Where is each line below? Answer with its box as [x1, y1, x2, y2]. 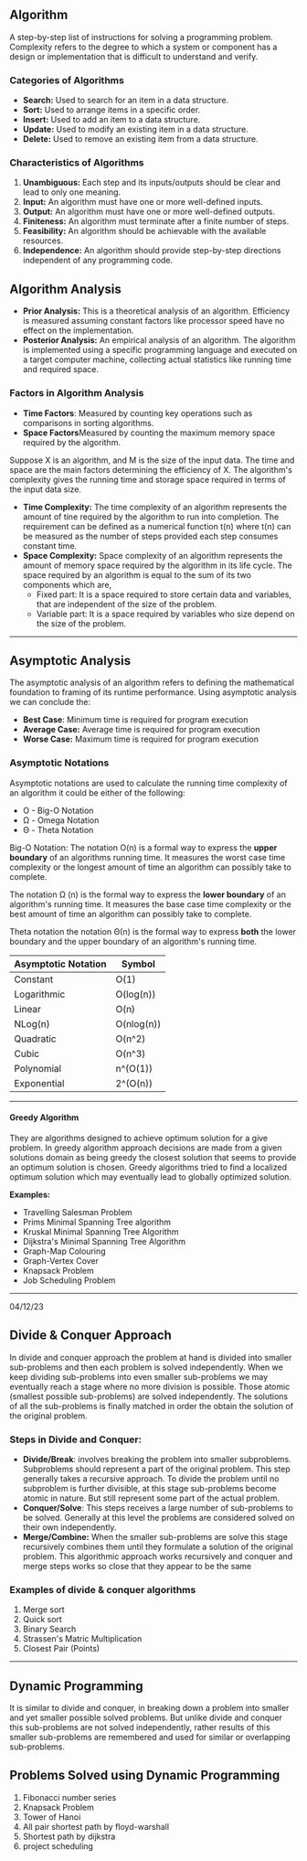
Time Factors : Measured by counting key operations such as [22, 407, 253, 419]
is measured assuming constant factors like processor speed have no [22, 316, 285, 326]
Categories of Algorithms [9, 73, 125, 86]
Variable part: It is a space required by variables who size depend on [36, 608, 295, 619]
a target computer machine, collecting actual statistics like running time [22, 354, 292, 365]
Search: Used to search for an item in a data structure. [22, 95, 229, 106]
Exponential [14, 1076, 65, 1089]
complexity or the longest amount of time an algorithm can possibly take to [9, 861, 292, 872]
